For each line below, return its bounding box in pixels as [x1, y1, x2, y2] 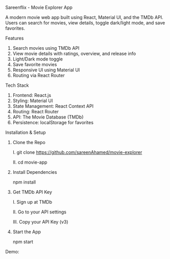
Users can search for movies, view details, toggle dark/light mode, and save [5, 20, 165, 26]
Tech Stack [5, 82, 29, 88]
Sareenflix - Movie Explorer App [5, 5, 73, 10]
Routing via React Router [12, 72, 65, 78]
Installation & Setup [5, 129, 46, 135]
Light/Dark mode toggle [12, 56, 63, 62]
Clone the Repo [12, 140, 46, 145]
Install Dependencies [12, 169, 57, 175]
